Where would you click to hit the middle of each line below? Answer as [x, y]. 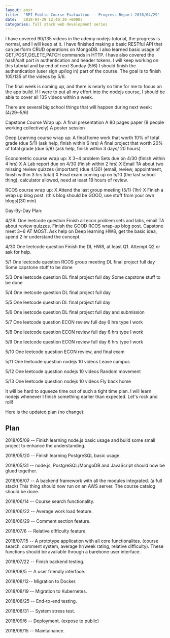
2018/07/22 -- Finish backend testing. [45, 562]
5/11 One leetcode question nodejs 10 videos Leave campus [68, 362]
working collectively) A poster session [45, 128]
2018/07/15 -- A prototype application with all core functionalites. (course [82, 541]
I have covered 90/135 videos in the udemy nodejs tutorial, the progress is [83, 39]
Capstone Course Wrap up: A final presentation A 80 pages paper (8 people [85, 122]
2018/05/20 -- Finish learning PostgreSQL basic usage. [63, 456]
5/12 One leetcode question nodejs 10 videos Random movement [73, 371]
